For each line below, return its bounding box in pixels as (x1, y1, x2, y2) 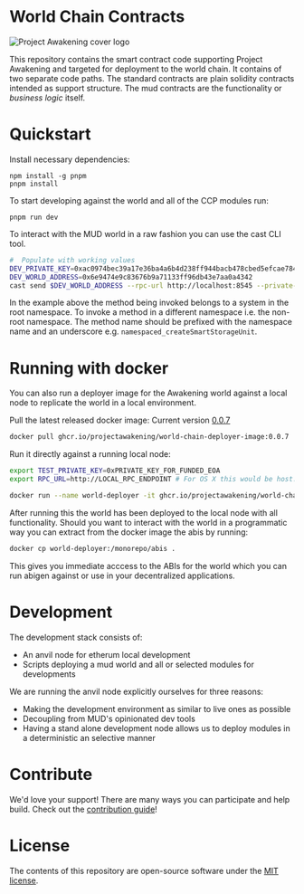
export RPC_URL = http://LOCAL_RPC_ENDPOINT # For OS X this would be (9, 475, 273, 484)
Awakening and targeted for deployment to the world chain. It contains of (9, 63, 282, 74)
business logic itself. (9, 92, 86, 103)
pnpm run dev (9, 213, 59, 222)
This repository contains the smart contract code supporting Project (9, 53, 263, 64)
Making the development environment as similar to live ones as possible (22, 703, 291, 714)
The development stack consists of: (9, 632, 143, 642)
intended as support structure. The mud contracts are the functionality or (9, 82, 282, 93)
